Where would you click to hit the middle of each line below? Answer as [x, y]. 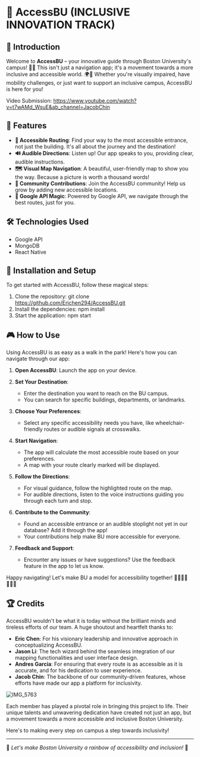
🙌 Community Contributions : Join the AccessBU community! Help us [100, 183]
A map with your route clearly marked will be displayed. [92, 465]
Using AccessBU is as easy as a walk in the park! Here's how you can [92, 353]
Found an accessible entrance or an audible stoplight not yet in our [106, 524]
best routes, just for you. [45, 202]
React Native [30, 252]
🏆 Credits [25, 603]
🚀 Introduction [33, 47]
